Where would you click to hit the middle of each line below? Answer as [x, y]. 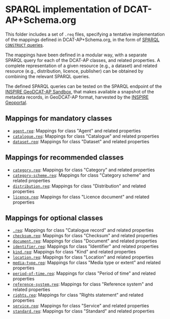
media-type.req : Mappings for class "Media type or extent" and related [87, 263]
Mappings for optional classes [54, 218]
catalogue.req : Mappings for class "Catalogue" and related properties [86, 136]
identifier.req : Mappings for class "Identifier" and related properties [86, 246]
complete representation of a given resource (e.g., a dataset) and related [81, 66]
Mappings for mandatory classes [59, 119]
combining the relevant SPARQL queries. [48, 76]
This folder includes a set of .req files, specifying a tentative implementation [85, 34]
